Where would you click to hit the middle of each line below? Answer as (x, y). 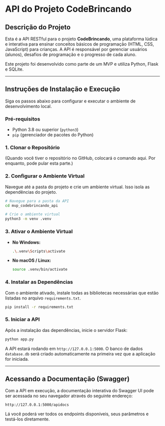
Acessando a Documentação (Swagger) (68, 379)
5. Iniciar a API (23, 320)
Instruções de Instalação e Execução (63, 89)
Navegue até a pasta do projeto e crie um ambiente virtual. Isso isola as (77, 187)
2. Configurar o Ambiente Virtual (45, 176)
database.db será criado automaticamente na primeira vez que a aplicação (80, 353)
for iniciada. (17, 359)
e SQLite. (14, 69)
